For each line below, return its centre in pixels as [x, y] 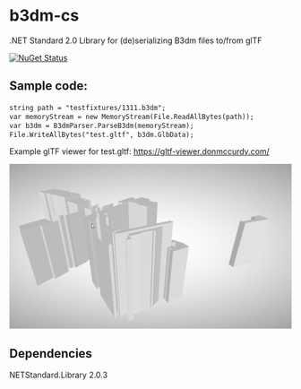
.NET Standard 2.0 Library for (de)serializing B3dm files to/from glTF [136, 40]
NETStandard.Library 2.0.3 [59, 375]
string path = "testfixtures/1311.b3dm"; [88, 108]
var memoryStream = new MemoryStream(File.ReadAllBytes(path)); [132, 117]
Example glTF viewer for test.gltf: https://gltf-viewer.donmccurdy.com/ [140, 151]
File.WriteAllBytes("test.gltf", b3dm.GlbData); [102, 134]
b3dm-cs [44, 16]
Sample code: [48, 86]
